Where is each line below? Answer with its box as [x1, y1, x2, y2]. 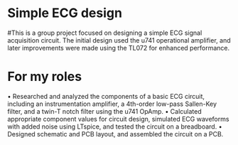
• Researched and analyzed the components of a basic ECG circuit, [7, 92, 205, 100]
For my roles [7, 69, 82, 85]
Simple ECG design [7, 5, 123, 21]
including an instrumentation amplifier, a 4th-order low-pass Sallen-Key [7, 100, 217, 108]
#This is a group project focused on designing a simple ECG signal [7, 28, 202, 37]
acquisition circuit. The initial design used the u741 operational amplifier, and [7, 36, 231, 44]
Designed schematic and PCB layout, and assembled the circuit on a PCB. [7, 129, 224, 138]
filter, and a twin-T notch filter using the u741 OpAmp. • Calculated [7, 107, 202, 115]
